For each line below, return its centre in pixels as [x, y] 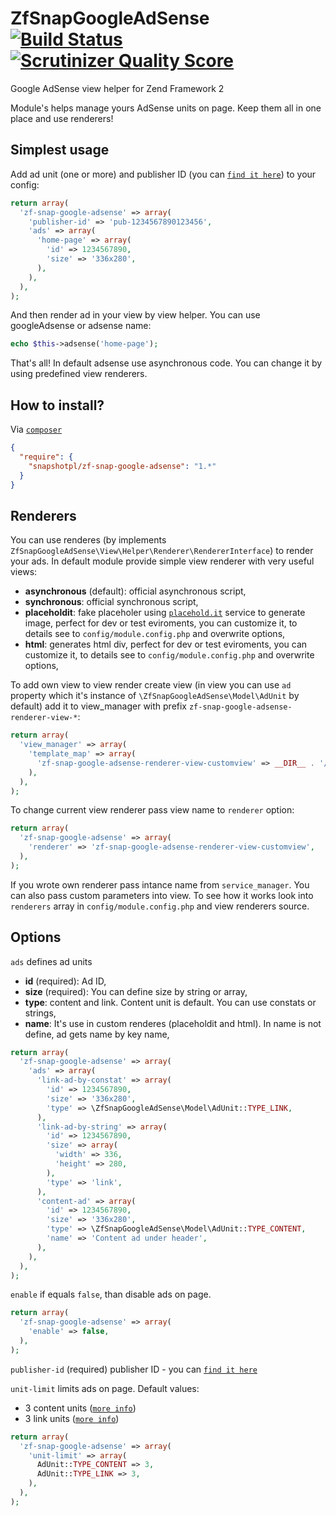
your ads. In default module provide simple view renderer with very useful [162, 561]
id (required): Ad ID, [65, 981]
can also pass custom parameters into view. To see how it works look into [162, 895]
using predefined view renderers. [79, 374]
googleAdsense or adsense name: [81, 326]
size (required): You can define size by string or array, [136, 991]
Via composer [36, 429]
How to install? [57, 405]
